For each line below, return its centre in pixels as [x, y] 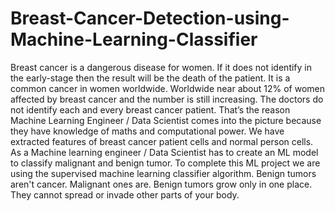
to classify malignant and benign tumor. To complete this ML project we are [165, 163]
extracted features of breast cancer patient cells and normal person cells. [162, 141]
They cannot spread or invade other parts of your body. [125, 194]
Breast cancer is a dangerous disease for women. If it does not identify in [161, 67]
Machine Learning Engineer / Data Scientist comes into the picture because [166, 120]
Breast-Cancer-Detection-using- [150, 18]
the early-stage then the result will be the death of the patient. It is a [150, 78]
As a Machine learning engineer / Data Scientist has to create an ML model [164, 152]
